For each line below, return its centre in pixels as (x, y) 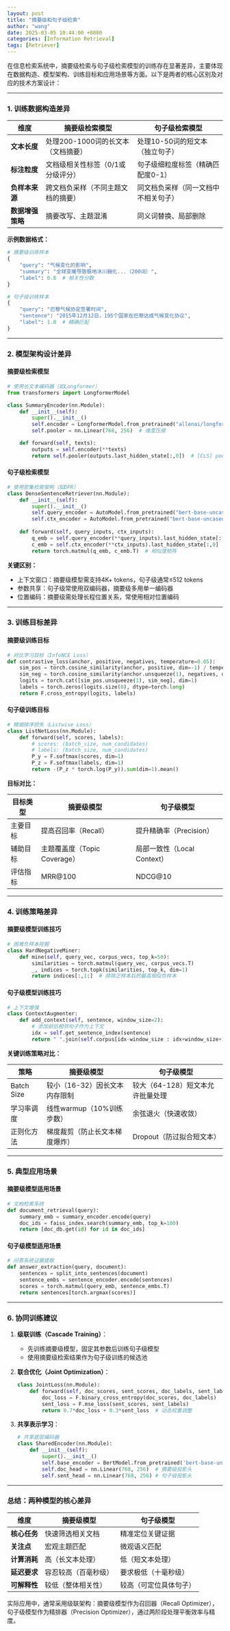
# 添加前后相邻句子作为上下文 (68, 1027)
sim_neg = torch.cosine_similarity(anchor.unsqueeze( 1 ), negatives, (119, 674)
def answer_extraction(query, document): (67, 1267)
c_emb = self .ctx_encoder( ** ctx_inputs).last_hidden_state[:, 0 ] (125, 545)
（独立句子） (157, 152)
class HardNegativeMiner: (44, 951)
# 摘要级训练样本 (28, 252)
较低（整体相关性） (76, 1585)
